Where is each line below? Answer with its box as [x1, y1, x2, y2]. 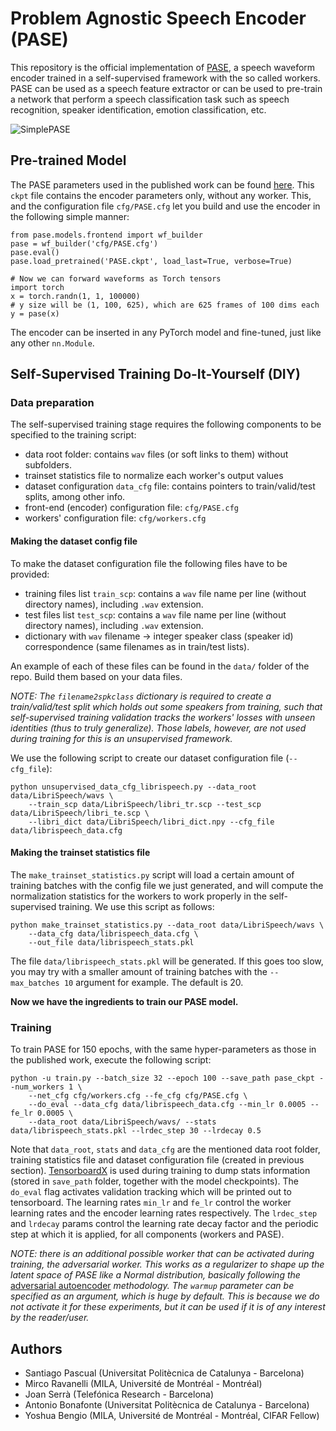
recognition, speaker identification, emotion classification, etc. [10, 103, 267, 116]
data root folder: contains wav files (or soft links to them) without [24, 448, 289, 461]
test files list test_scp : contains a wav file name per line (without [24, 608, 287, 621]
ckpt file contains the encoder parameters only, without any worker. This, [10, 189, 312, 201]
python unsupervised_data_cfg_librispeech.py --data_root [10, 782, 257, 792]
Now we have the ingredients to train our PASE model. [10, 995, 239, 1007]
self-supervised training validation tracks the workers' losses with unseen [10, 711, 316, 723]
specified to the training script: [10, 429, 137, 441]
